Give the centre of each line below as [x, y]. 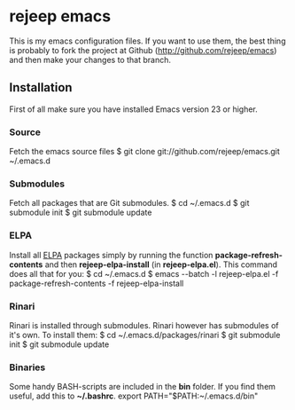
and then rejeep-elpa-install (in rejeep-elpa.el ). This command [161, 264]
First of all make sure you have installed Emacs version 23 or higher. [134, 109]
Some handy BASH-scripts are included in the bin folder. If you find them [143, 387]
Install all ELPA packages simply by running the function [111, 255]
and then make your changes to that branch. [90, 59]
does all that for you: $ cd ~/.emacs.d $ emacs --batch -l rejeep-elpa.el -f [144, 273]
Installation [41, 87]
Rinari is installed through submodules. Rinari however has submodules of [144, 325]
